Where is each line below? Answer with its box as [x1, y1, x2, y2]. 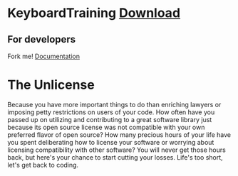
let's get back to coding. [7, 160, 79, 169]
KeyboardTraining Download [7, 5, 180, 21]
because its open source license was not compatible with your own [7, 123, 205, 131]
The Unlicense [7, 77, 95, 93]
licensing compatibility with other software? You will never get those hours [7, 145, 226, 154]
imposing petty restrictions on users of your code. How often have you [7, 108, 215, 116]
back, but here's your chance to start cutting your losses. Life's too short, [7, 153, 223, 161]
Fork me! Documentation [7, 52, 81, 60]
